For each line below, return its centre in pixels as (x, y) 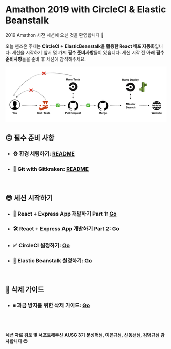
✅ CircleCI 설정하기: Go (41, 245)
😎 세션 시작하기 (29, 198)
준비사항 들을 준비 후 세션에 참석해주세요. (46, 59)
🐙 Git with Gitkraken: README (50, 169)
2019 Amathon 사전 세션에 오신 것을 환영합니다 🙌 (55, 35)
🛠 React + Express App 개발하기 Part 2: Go (66, 229)
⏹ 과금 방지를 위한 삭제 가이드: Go (51, 305)
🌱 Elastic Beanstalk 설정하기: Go (52, 260)
